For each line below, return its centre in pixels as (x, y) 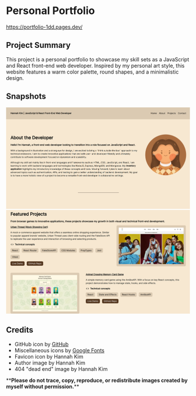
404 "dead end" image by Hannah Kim (61, 369)
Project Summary (38, 45)
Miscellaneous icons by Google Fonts (60, 350)
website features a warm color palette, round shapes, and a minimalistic (92, 72)
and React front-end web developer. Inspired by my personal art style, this (95, 65)
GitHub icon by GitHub (41, 344)
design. (15, 78)
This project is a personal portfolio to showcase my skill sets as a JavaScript (98, 59)
